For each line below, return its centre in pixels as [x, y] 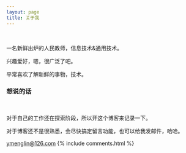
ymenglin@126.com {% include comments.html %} [70, 143]
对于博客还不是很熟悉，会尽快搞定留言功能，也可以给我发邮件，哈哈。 [95, 131]
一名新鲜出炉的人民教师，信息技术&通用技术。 [65, 48]
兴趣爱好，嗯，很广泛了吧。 [41, 61]
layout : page [23, 12]
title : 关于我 [23, 18]
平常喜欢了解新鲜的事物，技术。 [46, 74]
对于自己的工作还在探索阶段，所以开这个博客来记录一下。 [79, 118]
